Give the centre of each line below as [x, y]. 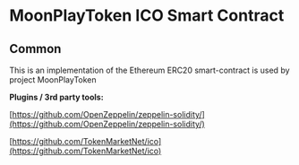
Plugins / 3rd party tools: [57, 97]
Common [35, 49]
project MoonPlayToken [53, 80]
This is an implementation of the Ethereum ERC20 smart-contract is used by [149, 70]
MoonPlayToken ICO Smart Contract [147, 16]
